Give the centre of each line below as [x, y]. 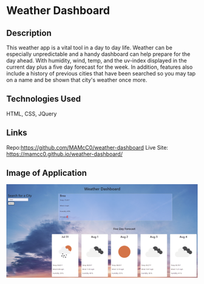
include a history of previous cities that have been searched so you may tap [101, 73]
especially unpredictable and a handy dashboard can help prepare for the [98, 54]
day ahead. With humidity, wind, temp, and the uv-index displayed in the [97, 61]
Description [29, 33]
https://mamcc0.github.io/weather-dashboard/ [65, 154]
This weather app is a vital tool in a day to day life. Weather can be [90, 47]
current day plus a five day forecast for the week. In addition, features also [100, 67]
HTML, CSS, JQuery [32, 114]
